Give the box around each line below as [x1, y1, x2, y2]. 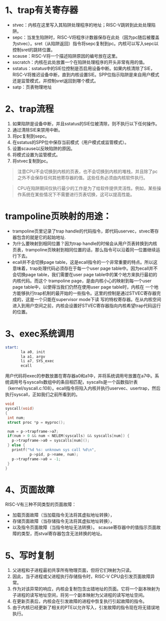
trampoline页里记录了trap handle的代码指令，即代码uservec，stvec [12, 228, 150, 234]
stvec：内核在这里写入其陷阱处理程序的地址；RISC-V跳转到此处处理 [12, 22, 152, 28]
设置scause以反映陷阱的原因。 [12, 145, 75, 152]
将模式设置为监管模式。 [12, 152, 60, 157]
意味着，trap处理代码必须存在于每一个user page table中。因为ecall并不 [12, 265, 158, 271]
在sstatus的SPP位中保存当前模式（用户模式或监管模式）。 [12, 139, 129, 145]
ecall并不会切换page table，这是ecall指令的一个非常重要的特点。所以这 [12, 259, 158, 265]
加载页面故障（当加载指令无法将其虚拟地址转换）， [12, 512, 115, 518]
